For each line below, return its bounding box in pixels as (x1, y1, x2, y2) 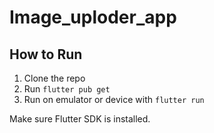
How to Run (9, 46, 83, 63)
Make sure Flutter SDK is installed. (9, 113, 151, 125)
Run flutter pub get (23, 83, 111, 95)
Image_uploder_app (9, 6, 177, 29)
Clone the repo (23, 72, 86, 84)
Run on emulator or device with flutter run (23, 94, 205, 105)
